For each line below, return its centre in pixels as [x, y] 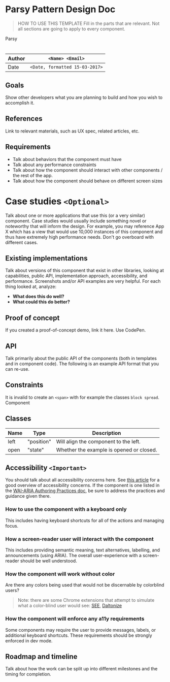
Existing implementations [46, 258]
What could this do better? [41, 302]
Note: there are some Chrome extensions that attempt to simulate [86, 600]
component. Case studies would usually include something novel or [76, 221]
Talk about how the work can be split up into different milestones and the [81, 669]
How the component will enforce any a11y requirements [75, 619]
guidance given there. [28, 496]
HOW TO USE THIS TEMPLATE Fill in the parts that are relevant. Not [89, 23]
